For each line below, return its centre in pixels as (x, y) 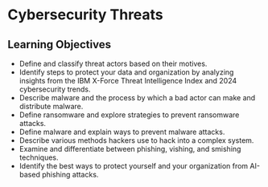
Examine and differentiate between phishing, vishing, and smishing (130, 149)
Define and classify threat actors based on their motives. (113, 63)
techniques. (39, 157)
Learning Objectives (60, 45)
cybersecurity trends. (55, 89)
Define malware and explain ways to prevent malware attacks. (122, 132)
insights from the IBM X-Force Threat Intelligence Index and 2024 (128, 81)
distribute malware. (51, 106)
